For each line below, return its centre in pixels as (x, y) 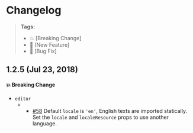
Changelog (34, 10)
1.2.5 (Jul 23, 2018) (42, 69)
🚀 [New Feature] (49, 44)
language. (45, 123)
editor (23, 99)
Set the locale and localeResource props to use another (100, 117)
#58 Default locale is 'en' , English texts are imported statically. (110, 111)
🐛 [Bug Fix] (43, 51)
